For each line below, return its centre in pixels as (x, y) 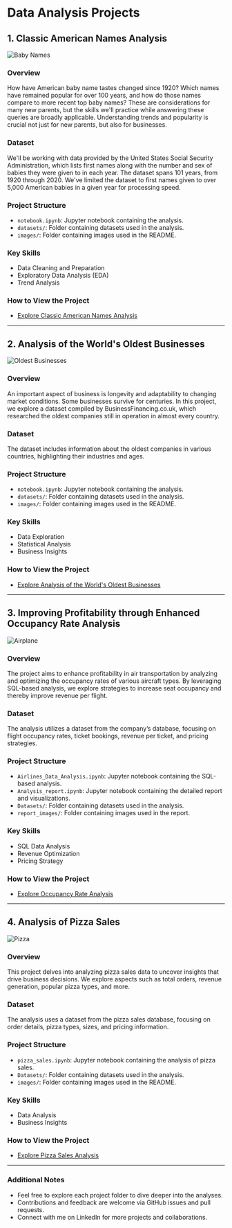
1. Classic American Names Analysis (87, 38)
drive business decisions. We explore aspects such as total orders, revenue (115, 979)
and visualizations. (43, 799)
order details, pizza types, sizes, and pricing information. (88, 1027)
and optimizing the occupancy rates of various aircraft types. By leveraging (114, 681)
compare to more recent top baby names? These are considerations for (109, 103)
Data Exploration (41, 537)
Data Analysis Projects (74, 13)
